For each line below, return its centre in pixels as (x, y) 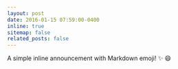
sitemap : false (29, 32)
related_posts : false (38, 39)
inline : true (26, 26)
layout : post (26, 13)
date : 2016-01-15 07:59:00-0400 (53, 20)
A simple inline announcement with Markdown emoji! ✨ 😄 (89, 58)
